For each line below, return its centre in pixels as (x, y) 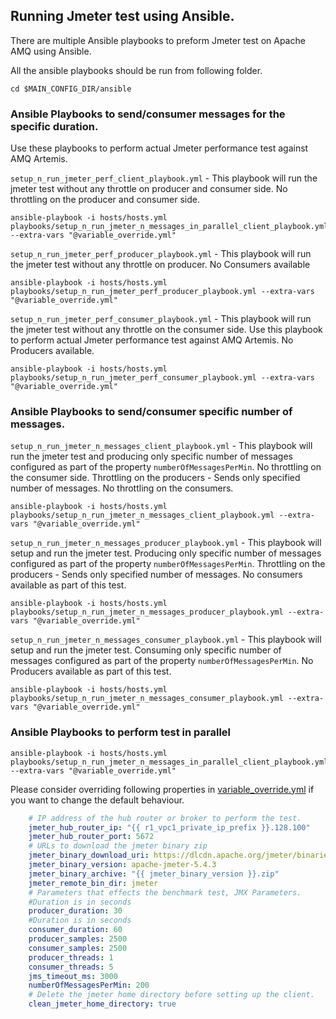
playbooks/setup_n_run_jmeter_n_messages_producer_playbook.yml (147, 612)
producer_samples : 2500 (78, 939)
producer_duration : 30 (75, 911)
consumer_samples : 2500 (78, 948)
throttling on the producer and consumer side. (105, 200)
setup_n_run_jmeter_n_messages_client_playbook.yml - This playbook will (161, 446)
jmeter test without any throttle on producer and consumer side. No (149, 189)
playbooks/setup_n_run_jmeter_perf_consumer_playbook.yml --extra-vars (162, 378)
